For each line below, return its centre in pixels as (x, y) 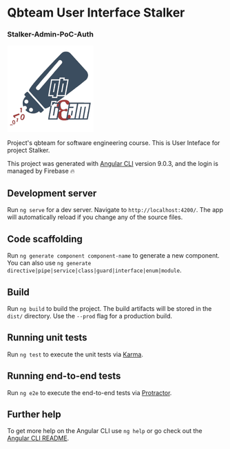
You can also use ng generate (49, 263)
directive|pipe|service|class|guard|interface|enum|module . (94, 270)
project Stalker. (29, 151)
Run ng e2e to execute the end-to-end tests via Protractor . (90, 392)
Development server (52, 193)
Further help (34, 414)
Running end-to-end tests (64, 376)
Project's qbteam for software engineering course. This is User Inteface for (114, 143)
